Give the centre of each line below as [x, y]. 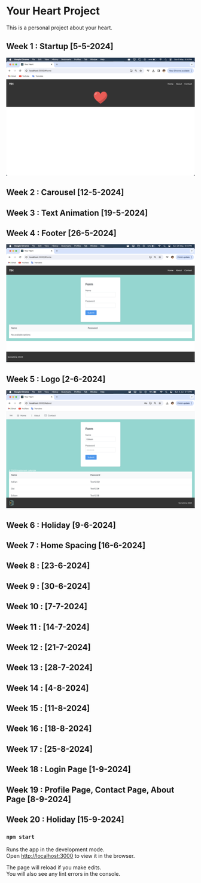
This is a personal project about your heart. [59, 28]
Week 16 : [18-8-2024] [49, 729]
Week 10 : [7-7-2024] [47, 607]
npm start [20, 837]
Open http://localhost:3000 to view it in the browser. [71, 856]
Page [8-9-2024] [39, 799]
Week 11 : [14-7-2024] [48, 627]
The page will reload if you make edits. [54, 867]
